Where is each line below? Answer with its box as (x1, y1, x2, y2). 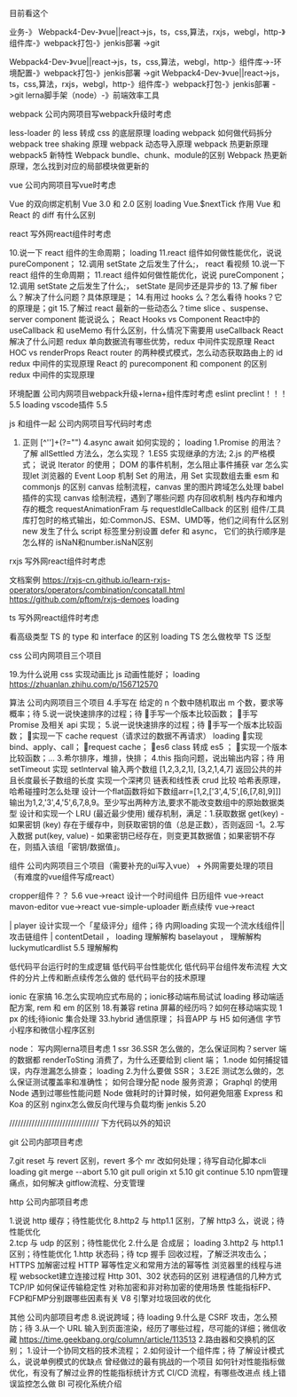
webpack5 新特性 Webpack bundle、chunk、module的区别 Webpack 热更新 (9, 150, 288, 160)
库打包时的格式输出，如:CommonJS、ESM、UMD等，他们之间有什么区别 (21, 515, 289, 525)
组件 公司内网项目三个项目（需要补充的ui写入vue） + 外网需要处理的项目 (9, 860, 275, 871)
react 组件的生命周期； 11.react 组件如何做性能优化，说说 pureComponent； (9, 270, 286, 280)
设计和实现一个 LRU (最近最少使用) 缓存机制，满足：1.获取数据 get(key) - (19, 809, 285, 818)
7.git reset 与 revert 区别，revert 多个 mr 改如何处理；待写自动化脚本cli (9, 1156, 267, 1165)
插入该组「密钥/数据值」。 (32, 841, 126, 852)
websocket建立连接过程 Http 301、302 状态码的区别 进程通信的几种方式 (19, 1271, 282, 1281)
